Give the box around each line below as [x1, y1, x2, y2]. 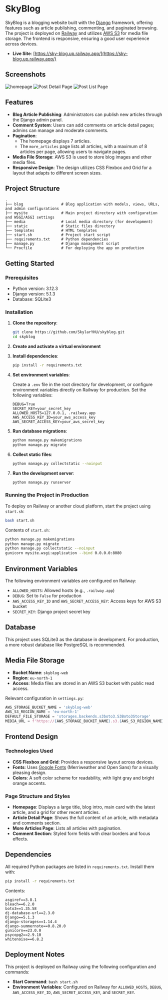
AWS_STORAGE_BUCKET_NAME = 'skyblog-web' [5, 704, 93, 710]
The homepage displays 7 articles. [19, 138, 91, 144]
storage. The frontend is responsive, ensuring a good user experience [5, 35, 149, 41]
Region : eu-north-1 [12, 674, 52, 680]
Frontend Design [5, 732, 58, 741]
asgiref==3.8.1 [5, 897, 37, 902]
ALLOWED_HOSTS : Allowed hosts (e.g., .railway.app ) [12, 587, 115, 593]
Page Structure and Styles [5, 792, 70, 799]
